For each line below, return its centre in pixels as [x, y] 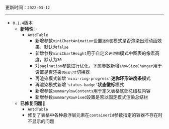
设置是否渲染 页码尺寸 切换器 [62, 72]
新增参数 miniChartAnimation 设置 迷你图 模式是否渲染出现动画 [96, 41]
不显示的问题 [41, 121]
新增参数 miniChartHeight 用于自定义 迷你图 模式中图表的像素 [95, 53]
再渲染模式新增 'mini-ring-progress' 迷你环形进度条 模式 [93, 78]
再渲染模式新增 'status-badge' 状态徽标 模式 [79, 85]
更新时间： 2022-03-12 [28, 7]
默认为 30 [53, 59]
